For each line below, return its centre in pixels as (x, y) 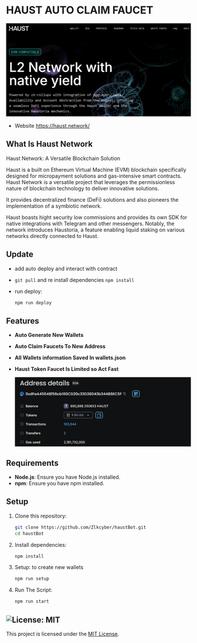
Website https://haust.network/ (52, 125)
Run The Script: (33, 590)
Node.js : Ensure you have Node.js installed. (67, 477)
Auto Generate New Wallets (49, 335)
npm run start (32, 601)
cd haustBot (29, 533)
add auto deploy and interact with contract (66, 268)
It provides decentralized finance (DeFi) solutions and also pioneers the (92, 199)
